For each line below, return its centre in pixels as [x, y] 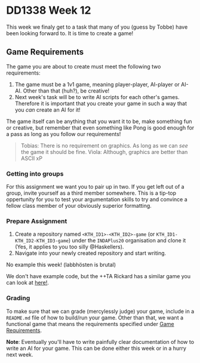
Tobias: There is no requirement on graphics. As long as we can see [104, 145]
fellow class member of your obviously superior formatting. [79, 206]
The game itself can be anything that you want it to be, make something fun [99, 121]
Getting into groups [35, 174]
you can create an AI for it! [47, 110]
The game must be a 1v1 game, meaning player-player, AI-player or [97, 84]
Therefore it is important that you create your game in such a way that [101, 103]
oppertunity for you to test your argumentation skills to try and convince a [97, 199]
